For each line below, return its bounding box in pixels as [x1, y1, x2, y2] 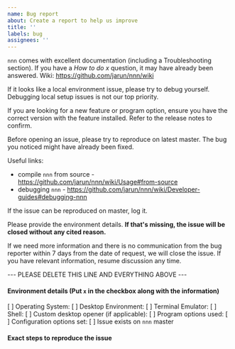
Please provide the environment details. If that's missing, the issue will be [7, 221, 226, 229]
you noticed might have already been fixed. [7, 143, 134, 151]
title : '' [7, 23, 37, 31]
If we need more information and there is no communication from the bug [7, 242, 222, 250]
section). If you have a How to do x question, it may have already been [7, 64, 214, 72]
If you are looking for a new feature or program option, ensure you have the [7, 106, 229, 115]
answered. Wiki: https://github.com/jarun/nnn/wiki [7, 72, 154, 80]
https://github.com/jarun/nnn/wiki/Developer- [67, 185, 200, 194]
